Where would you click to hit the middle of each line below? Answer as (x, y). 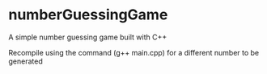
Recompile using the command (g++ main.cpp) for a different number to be (134, 52)
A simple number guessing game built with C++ (88, 37)
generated (25, 61)
